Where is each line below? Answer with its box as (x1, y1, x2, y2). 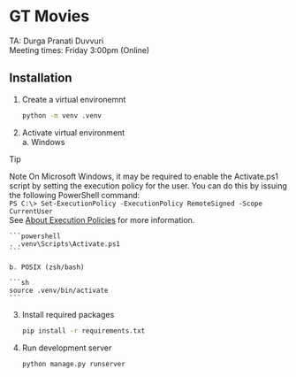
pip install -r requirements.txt (21, 326, 146, 335)
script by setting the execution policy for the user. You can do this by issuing (9, 180, 287, 191)
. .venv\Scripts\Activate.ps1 (9, 239, 121, 249)
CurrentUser (9, 206, 53, 216)
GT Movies (9, 6, 90, 27)
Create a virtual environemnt (21, 94, 126, 104)
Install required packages (21, 309, 115, 319)
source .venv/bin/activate (9, 286, 109, 295)
